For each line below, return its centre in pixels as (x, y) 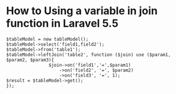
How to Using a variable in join (82, 11)
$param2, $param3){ (30, 60)
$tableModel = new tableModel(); (47, 39)
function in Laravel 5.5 (62, 23)
